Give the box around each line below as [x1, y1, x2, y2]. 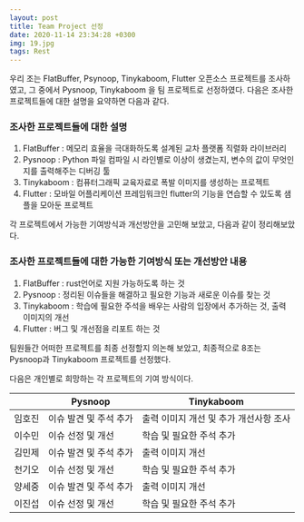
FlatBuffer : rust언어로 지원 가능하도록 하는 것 [22, 278, 185, 289]
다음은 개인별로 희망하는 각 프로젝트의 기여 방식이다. [9, 373, 193, 384]
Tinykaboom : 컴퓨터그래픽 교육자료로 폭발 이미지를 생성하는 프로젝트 [22, 177, 270, 188]
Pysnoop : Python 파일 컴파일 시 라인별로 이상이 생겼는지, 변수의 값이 [22, 154, 270, 165]
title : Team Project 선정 [9, 22, 104, 31]
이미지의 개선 [22, 311, 70, 322]
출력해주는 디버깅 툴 [39, 165, 111, 177]
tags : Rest [9, 47, 51, 56]
